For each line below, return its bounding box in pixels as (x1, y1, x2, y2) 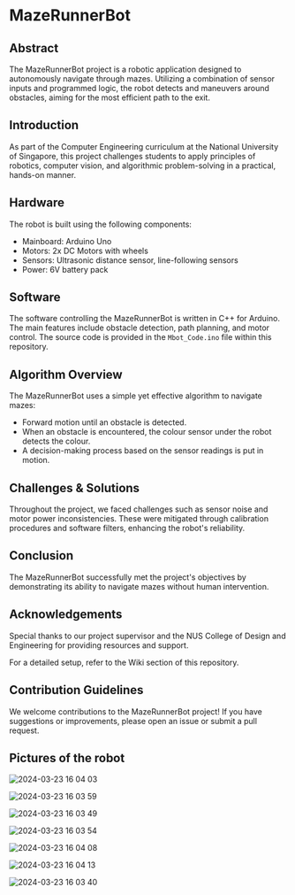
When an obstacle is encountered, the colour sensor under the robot (21, 427, 272, 437)
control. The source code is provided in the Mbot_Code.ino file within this (9, 332, 272, 343)
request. (9, 725, 40, 736)
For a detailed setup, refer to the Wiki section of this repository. (9, 657, 239, 667)
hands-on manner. (9, 169, 77, 180)
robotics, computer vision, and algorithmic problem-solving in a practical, (9, 160, 276, 171)
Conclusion (9, 548, 74, 563)
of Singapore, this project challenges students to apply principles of (9, 150, 256, 161)
